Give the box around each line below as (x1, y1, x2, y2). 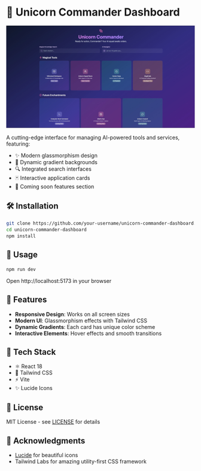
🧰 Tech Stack (6, 347, 56, 357)
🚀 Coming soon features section (14, 183, 95, 190)
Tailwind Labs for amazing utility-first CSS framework (14, 458, 147, 465)
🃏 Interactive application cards (14, 174, 90, 182)
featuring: (6, 140, 31, 147)
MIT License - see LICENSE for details (6, 418, 100, 425)
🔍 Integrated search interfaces (14, 165, 92, 173)
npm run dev (6, 266, 36, 272)
